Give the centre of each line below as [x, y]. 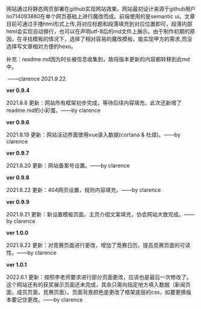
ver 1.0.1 [17, 265]
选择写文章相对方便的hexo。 [41, 46]
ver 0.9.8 [18, 177]
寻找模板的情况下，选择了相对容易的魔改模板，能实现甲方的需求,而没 [107, 39]
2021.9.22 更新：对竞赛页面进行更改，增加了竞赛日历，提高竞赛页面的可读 [98, 245]
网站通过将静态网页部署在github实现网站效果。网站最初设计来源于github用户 [101, 9]
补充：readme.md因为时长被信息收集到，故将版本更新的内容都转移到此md [98, 59]
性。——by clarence [31, 252]
